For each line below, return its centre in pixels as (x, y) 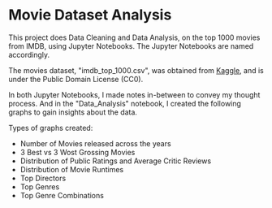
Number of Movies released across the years (96, 143)
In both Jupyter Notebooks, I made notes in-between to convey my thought (134, 94)
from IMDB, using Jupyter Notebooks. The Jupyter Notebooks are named (131, 45)
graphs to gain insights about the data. (73, 112)
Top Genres (40, 186)
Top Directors (43, 178)
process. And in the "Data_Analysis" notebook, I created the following (125, 103)
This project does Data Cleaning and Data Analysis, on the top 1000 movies (134, 37)
